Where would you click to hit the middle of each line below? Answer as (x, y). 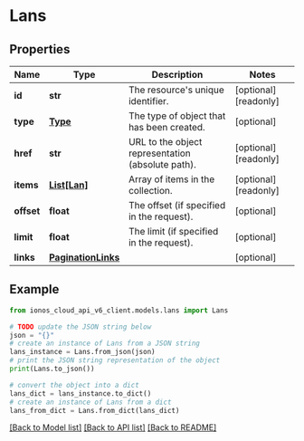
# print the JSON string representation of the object (115, 360)
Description (177, 75)
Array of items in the (171, 179)
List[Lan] (68, 185)
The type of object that (177, 116)
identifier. (148, 101)
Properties (40, 49)
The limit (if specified (173, 231)
